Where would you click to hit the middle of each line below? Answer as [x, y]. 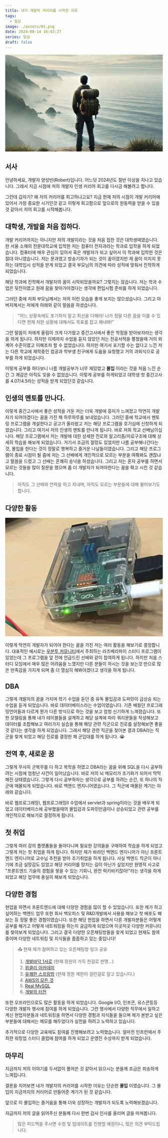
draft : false [19, 43]
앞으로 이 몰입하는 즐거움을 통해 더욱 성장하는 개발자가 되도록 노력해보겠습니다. [82, 1103]
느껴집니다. [16, 1075]
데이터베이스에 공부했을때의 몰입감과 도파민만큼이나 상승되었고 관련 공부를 [86, 809]
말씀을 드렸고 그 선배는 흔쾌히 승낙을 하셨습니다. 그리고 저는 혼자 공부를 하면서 [86, 461]
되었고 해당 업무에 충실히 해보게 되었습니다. [47, 877]
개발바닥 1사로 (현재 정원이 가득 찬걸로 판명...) [69, 961]
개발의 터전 [35, 992]
